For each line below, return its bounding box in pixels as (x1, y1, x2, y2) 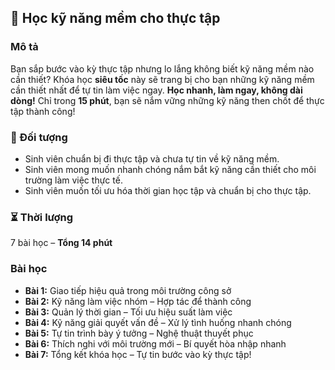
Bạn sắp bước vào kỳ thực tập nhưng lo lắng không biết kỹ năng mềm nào (10, 62, 315, 75)
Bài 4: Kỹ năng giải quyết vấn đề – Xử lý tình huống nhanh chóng (24, 316, 292, 328)
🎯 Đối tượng (10, 130, 68, 144)
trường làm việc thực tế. (24, 174, 123, 186)
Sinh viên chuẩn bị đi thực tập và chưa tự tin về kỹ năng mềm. (24, 152, 280, 165)
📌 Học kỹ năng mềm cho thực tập (10, 10, 221, 27)
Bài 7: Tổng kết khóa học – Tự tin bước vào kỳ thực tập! (24, 348, 252, 360)
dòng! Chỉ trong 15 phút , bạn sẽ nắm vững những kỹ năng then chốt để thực (10, 94, 325, 106)
